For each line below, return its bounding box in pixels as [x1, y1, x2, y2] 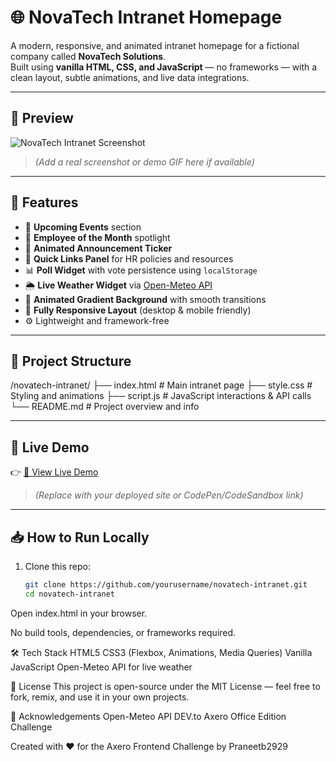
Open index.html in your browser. [10, 607, 148, 619]
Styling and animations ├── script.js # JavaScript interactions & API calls [10, 390, 312, 402]
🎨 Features [10, 194, 79, 211]
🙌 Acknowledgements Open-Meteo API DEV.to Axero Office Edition [10, 710, 287, 722]
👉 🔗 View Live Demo [10, 466, 99, 478]
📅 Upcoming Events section [24, 221, 142, 233]
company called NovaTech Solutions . [10, 50, 167, 62]
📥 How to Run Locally [10, 529, 150, 546]
